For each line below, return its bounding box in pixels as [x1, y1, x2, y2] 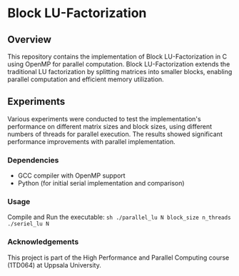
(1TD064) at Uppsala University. [7, 260, 101, 269]
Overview [7, 34, 52, 46]
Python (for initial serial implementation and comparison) [17, 179, 185, 188]
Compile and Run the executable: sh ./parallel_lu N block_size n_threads [7, 213, 231, 222]
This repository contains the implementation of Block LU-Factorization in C [7, 52, 228, 61]
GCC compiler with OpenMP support [17, 171, 126, 180]
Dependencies [7, 155, 59, 165]
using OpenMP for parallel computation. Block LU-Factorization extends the [7, 60, 230, 68]
